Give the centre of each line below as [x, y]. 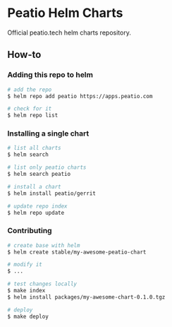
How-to [24, 55]
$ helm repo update [36, 213]
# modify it [25, 265]
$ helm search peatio [39, 174]
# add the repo [30, 90]
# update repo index [38, 206]
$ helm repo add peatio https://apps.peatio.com [80, 96]
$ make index [26, 291]
